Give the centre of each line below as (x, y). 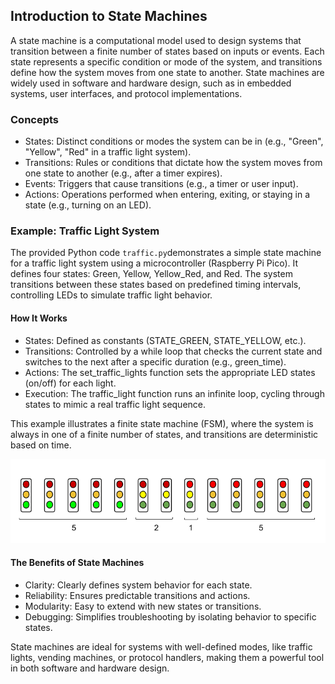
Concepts (35, 119)
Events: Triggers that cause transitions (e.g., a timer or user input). (161, 184)
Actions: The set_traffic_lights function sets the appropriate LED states (170, 372)
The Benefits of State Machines (77, 562)
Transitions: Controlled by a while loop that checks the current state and (173, 351)
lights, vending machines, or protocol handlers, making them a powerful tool (167, 657)
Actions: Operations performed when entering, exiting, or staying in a (167, 195)
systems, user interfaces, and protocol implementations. (126, 93)
